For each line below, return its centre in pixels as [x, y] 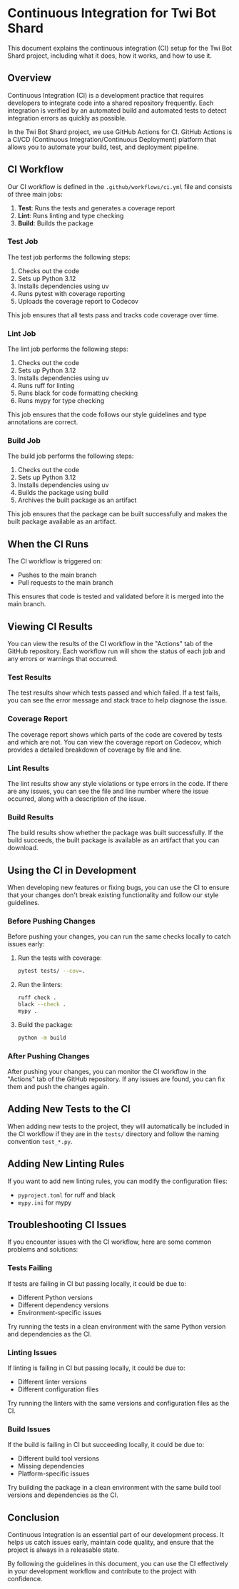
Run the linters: [40, 985]
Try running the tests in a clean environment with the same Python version [117, 1326]
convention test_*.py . [40, 1141]
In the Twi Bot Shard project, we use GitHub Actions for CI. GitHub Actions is [120, 132]
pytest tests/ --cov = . [51, 971]
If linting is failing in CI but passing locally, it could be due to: [96, 1368]
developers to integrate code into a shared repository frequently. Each [111, 103]
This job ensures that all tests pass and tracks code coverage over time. [113, 315]
